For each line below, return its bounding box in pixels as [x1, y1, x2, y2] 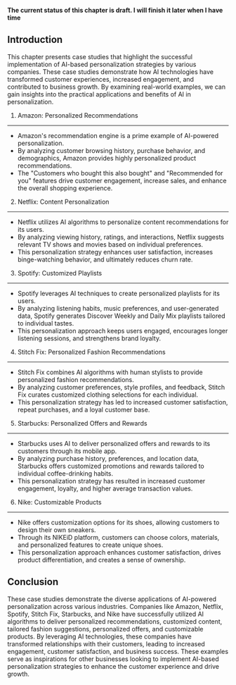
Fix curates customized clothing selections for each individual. [17, 390, 199, 399]
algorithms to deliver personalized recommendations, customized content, [7, 617, 223, 626]
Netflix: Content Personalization [17, 197, 110, 206]
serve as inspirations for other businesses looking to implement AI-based [7, 655, 219, 663]
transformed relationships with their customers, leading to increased [7, 639, 205, 648]
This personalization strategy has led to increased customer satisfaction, [17, 397, 228, 406]
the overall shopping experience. [17, 183, 113, 192]
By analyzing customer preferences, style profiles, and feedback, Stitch [17, 383, 225, 391]
